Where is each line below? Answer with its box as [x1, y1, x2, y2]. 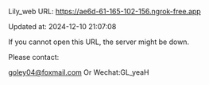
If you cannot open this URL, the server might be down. [8, 37, 189, 46]
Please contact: [8, 53, 60, 61]
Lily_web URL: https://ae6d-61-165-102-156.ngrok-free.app [8, 7, 201, 16]
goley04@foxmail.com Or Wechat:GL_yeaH [8, 68, 149, 77]
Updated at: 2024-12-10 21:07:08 [8, 22, 117, 31]
